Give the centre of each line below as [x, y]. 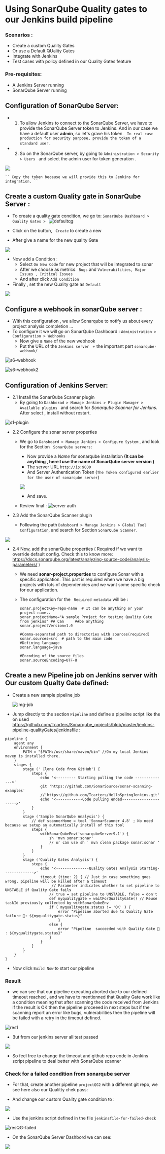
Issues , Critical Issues [46, 274]
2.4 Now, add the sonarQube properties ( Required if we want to [77, 549]
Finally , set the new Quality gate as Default [57, 284]
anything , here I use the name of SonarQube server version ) [91, 462]
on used [20, 719]
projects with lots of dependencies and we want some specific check [90, 585]
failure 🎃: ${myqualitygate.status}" [44, 916]
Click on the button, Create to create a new [57, 231]
